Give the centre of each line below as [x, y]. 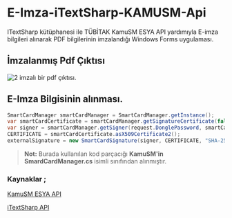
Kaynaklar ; [27, 179]
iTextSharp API [28, 208]
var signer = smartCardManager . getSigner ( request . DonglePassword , [105, 128]
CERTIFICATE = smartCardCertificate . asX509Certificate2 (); [94, 135]
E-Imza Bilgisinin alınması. [65, 99]
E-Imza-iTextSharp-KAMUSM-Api [107, 13]
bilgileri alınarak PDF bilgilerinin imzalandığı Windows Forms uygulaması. [110, 39]
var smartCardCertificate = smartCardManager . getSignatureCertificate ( [112, 121]
